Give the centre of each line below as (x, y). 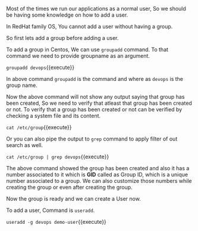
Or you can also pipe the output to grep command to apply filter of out (92, 139)
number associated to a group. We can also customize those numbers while (99, 181)
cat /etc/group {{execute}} (39, 127)
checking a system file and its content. (54, 116)
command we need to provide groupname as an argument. (78, 56)
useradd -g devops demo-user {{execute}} (56, 222)
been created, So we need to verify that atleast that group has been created (99, 103)
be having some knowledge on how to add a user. (67, 15)
